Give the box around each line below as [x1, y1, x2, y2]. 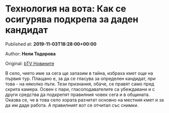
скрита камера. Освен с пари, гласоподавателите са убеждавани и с [5, 86, 155, 92]
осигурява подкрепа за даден [5, 14, 139, 25]
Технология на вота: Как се [5, 3, 126, 15]
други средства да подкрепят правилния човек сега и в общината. [5, 91, 150, 97]
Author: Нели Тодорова [5, 51, 56, 57]
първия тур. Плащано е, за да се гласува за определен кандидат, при [5, 75, 156, 81]
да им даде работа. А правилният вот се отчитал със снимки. [5, 102, 139, 108]
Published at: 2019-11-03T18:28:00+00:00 [5, 41, 97, 47]
